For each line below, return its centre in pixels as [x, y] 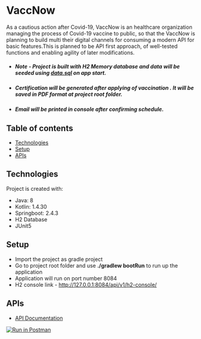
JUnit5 [23, 226]
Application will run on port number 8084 [66, 278]
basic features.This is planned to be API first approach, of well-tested [92, 46]
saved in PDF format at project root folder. [69, 94]
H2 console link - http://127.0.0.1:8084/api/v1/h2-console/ [86, 284]
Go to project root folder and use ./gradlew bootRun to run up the [96, 265]
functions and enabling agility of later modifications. [70, 52]
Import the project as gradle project [59, 259]
